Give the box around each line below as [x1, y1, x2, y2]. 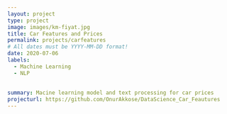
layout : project [7, 10, 55, 18]
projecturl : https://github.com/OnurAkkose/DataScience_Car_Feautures [7, 96, 221, 103]
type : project [7, 17, 50, 24]
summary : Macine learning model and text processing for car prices [7, 89, 214, 96]
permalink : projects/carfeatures [7, 37, 106, 44]
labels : [7, 57, 31, 64]
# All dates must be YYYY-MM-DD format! [7, 43, 129, 50]
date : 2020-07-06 [7, 50, 59, 57]
